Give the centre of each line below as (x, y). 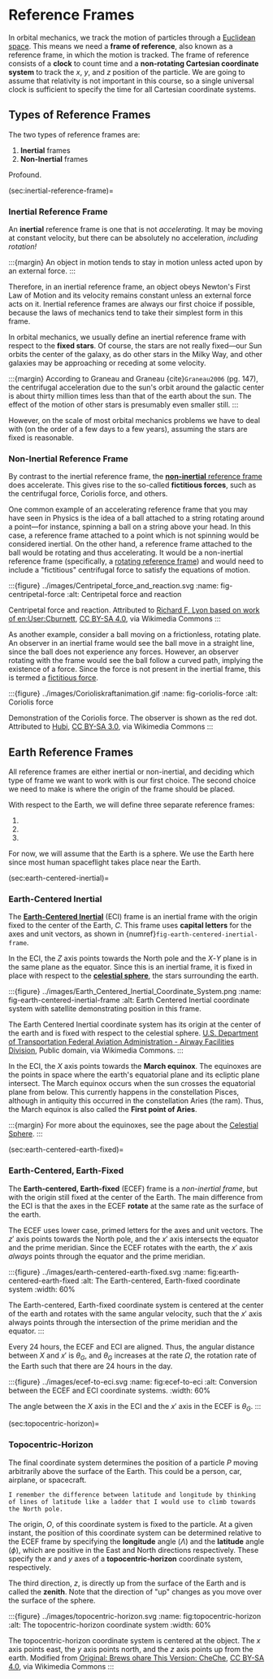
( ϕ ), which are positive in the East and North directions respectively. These (134, 1550)
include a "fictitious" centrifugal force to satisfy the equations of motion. (129, 570)
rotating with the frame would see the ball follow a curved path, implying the (136, 661)
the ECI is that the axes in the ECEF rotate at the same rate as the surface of (136, 1206)
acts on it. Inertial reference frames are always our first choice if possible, (132, 304)
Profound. (25, 174)
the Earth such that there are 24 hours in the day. (91, 1366)
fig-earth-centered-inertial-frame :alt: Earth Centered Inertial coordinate (129, 1000)
